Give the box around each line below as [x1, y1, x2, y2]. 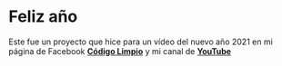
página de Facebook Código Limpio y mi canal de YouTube [8, 45, 232, 56]
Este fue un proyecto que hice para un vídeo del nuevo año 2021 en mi [8, 36, 274, 47]
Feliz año [8, 6, 78, 27]
